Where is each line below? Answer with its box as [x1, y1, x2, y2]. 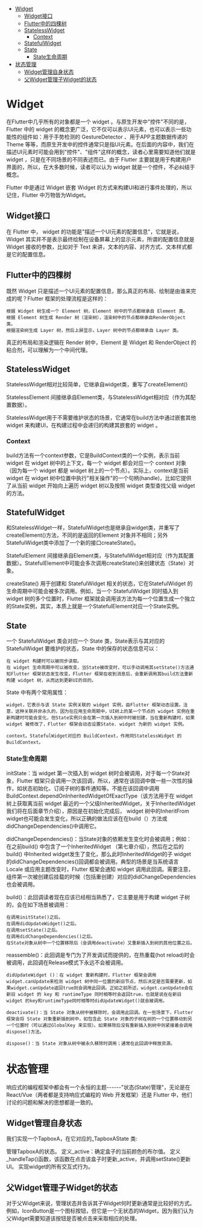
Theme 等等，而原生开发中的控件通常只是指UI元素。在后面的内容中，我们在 [6, 140, 195, 148]
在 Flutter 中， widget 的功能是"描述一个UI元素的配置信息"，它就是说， [6, 228, 183, 235]
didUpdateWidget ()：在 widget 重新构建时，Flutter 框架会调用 [6, 972, 157, 978]
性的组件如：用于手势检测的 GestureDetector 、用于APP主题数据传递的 [11, 133, 188, 140]
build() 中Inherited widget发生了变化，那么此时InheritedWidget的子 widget [6, 850, 191, 857]
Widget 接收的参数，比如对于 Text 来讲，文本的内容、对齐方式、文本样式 [6, 243, 188, 250]
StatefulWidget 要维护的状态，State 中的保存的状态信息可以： [6, 645, 160, 652]
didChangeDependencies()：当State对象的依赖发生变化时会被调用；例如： [6, 835, 192, 842]
